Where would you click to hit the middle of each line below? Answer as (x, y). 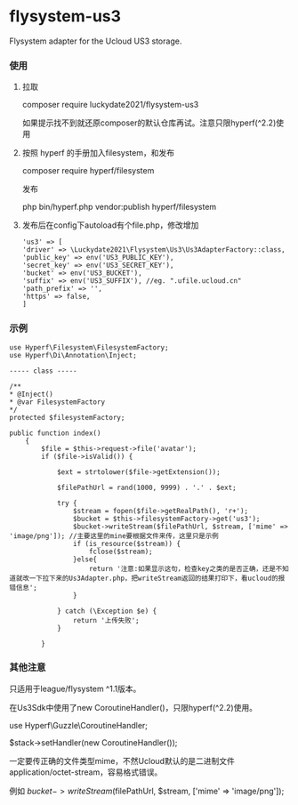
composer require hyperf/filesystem (88, 171)
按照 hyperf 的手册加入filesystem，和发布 (98, 153)
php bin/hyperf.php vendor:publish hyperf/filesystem (119, 207)
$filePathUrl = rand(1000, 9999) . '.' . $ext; (147, 487)
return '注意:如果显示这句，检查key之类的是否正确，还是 (182, 568)
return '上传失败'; (106, 620)
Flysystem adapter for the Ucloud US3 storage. (96, 41)
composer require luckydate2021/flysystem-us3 (110, 105)
